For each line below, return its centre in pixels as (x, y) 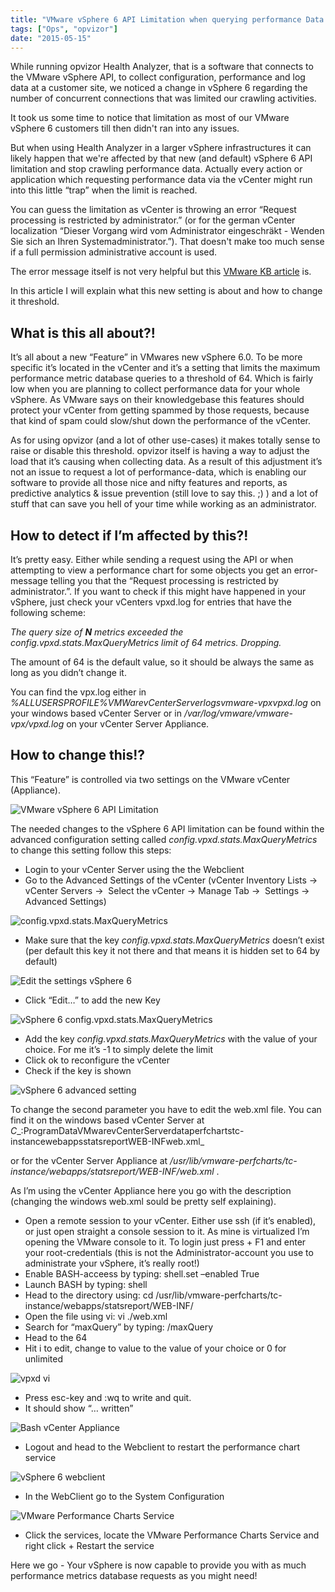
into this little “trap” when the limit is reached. (104, 190)
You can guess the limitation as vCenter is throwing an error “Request (153, 210)
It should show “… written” (79, 1408)
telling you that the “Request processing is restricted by (164, 580)
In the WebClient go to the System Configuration (124, 1496)
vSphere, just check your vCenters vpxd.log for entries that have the (151, 602)
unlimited (43, 1358)
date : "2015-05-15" (51, 38)
